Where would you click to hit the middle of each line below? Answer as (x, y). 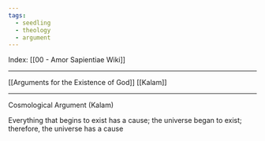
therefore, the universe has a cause (66, 129)
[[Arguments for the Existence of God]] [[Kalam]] (88, 83)
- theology (33, 30)
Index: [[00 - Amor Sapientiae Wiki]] (67, 60)
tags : (17, 15)
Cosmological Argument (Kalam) (61, 105)
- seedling (33, 23)
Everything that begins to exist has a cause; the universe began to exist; (125, 121)
